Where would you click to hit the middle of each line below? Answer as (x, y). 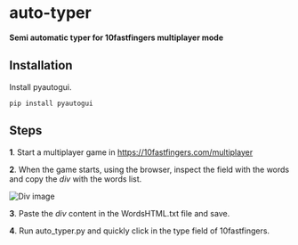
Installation (41, 65)
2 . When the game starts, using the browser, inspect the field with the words (149, 169)
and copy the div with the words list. (76, 179)
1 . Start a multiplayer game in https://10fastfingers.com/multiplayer (131, 152)
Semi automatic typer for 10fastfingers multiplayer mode (117, 37)
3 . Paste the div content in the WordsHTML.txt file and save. (120, 213)
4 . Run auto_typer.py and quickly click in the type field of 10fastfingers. (139, 231)
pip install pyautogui (51, 103)
